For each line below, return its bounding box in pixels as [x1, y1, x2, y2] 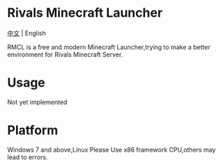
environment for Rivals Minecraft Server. [7, 50, 123, 59]
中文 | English [7, 29, 47, 37]
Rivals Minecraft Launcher [7, 5, 163, 21]
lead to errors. [7, 152, 48, 161]
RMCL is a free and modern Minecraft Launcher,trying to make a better [7, 43, 210, 51]
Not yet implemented [7, 98, 68, 106]
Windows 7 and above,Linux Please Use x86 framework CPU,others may [7, 145, 216, 154]
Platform [7, 122, 59, 138]
